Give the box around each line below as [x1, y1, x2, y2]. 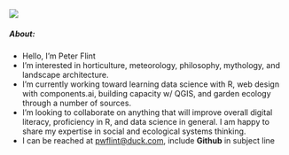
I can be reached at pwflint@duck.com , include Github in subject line [21, 135, 276, 145]
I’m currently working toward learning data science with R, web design [21, 79, 280, 89]
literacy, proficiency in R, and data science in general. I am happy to [21, 116, 270, 127]
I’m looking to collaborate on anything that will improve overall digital [21, 106, 273, 118]
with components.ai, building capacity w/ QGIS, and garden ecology [21, 88, 272, 98]
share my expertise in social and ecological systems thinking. [21, 126, 246, 136]
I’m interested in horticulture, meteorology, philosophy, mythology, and [21, 59, 281, 70]
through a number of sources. [21, 97, 131, 108]
